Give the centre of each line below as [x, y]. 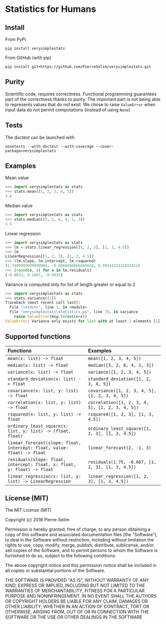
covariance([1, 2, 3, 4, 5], [122, 390]
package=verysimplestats [31, 151]
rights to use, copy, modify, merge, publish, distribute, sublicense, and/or [80, 545]
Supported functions [38, 337]
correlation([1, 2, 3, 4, [119, 402]
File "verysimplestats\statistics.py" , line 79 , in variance [74, 312]
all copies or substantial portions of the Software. [55, 571]
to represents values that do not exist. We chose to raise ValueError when [80, 104]
